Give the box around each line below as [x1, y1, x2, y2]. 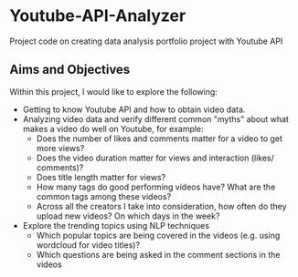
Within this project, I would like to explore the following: [9, 86, 218, 97]
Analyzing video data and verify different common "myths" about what [22, 113, 290, 124]
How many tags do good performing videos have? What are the [36, 181, 276, 192]
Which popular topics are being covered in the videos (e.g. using [36, 230, 281, 241]
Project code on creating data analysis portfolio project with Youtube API [9, 36, 283, 46]
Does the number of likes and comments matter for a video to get [36, 133, 283, 144]
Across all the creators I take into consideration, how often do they [36, 200, 287, 211]
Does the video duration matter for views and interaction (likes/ [36, 152, 274, 163]
